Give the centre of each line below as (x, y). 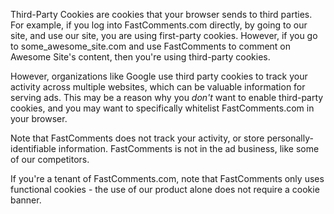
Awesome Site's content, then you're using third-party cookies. (140, 57)
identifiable (33, 148)
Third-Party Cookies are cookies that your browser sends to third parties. (161, 14)
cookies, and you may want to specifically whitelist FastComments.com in (162, 108)
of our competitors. (50, 159)
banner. (26, 200)
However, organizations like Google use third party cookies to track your (159, 76)
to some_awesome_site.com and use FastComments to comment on (151, 46)
